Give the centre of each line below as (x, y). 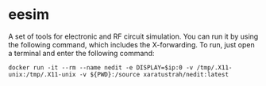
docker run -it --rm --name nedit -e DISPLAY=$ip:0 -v (101, 67)
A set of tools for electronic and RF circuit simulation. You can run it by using (133, 36)
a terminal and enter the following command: (81, 53)
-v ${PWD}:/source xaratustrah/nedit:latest (154, 74)
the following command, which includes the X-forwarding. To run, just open (132, 44)
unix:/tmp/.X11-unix (42, 74)
